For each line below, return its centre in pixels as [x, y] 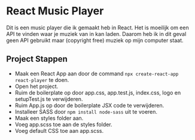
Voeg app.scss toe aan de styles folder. [63, 124]
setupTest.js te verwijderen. [49, 99]
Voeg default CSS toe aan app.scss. [59, 130]
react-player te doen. [42, 80]
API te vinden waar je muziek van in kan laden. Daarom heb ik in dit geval [96, 34]
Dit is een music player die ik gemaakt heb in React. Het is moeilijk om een [98, 28]
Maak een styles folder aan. [49, 118]
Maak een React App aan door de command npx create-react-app [97, 74]
